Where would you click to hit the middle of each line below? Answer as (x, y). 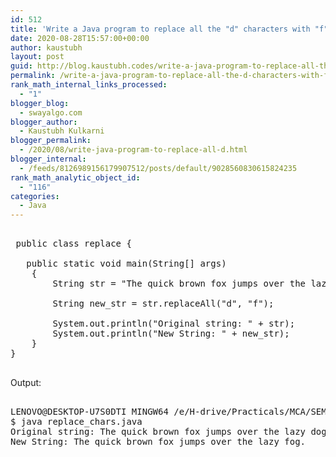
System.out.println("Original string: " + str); (174, 324)
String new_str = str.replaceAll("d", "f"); (163, 304)
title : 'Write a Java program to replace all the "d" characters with (160, 29)
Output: (26, 383)
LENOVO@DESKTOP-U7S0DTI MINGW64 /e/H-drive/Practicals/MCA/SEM (168, 412)
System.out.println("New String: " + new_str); (171, 334)
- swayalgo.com (51, 112)
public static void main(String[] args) (126, 264)
